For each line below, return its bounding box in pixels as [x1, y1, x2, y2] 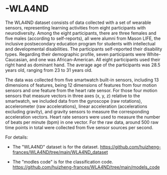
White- [146, 51, 161, 57]
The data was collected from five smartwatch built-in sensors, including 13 [5, 77, 159, 83]
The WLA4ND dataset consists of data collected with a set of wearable [5, 19, 151, 25]
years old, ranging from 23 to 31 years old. [5, 67, 92, 73]
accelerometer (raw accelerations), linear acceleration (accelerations [5, 103, 147, 109]
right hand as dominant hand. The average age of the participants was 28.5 [5, 62, 161, 68]
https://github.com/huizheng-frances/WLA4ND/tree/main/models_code [12, 164, 160, 170]
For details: [5, 134, 28, 140]
